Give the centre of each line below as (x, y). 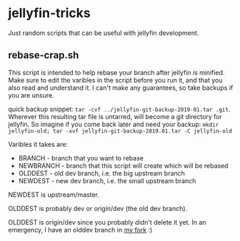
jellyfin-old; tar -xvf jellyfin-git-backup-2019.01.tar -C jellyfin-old (120, 131)
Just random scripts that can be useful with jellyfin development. (104, 33)
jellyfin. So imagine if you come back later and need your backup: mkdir (114, 124)
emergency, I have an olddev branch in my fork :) (80, 230)
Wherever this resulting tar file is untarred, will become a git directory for (115, 116)
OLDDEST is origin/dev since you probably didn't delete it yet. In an (107, 222)
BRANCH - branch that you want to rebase (81, 158)
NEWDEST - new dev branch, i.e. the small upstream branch (107, 180)
